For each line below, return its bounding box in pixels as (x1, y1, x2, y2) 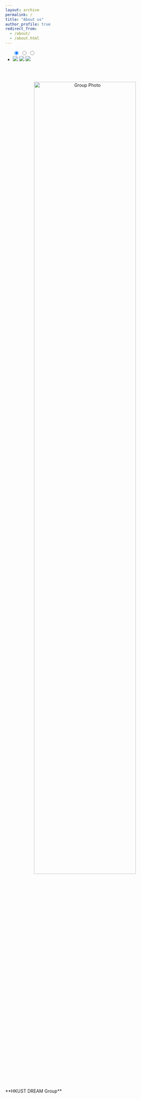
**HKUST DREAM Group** (5, 1088, 62, 1094)
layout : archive (5, 7, 39, 13)
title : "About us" (5, 17, 44, 22)
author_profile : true (5, 21, 51, 27)
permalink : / (5, 12, 33, 17)
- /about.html (10, 36, 39, 41)
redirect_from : (5, 26, 37, 31)
